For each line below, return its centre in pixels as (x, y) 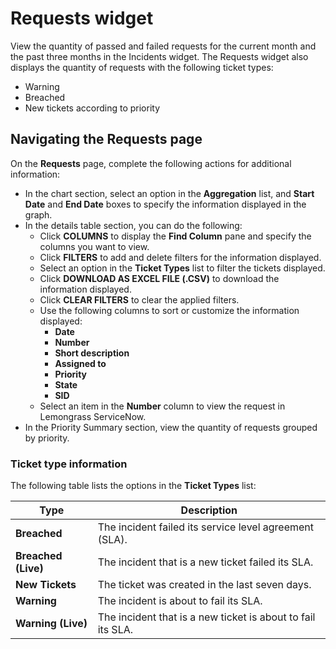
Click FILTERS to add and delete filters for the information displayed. (180, 257)
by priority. (47, 438)
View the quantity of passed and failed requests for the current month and (163, 46)
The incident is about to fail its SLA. (180, 601)
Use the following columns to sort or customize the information (169, 310)
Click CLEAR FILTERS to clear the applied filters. (139, 299)
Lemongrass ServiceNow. (93, 416)
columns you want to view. (94, 246)
